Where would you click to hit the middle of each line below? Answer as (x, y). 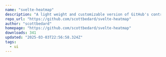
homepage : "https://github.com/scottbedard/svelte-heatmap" (68, 28)
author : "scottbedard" (28, 24)
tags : (11, 42)
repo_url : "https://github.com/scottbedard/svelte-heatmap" (68, 19)
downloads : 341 (21, 33)
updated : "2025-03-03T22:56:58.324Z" (44, 38)
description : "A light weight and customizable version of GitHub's (77, 14)
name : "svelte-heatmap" (30, 10)
